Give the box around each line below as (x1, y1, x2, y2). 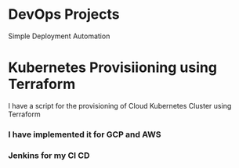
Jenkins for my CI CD (8, 150, 90, 161)
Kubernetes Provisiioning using (8, 59, 218, 77)
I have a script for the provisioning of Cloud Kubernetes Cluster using (8, 101, 232, 110)
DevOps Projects (8, 5, 120, 23)
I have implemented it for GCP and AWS (8, 129, 161, 140)
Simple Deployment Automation (8, 31, 110, 41)
